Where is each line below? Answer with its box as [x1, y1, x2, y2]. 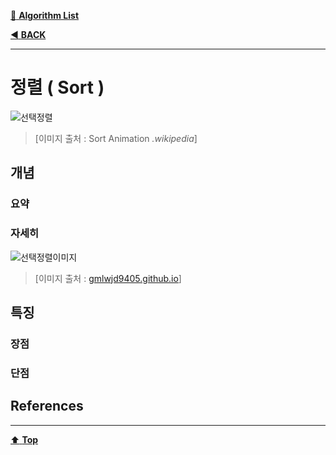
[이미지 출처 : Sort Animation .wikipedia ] [34, 132, 198, 144]
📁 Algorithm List [10, 10, 80, 21]
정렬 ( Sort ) [10, 76, 105, 99]
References [10, 398, 84, 415]
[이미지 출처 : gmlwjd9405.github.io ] [34, 272, 182, 284]
